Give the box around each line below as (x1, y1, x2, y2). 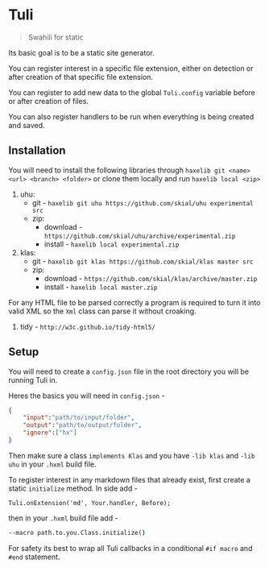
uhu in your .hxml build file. (8, 459, 97, 469)
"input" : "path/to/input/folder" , (23, 413, 135, 422)
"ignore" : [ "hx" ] (23, 429, 78, 437)
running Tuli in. (8, 375, 58, 384)
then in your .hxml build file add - (8, 513, 118, 523)
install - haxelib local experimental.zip (43, 239, 180, 249)
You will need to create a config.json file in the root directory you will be (8, 367, 250, 376)
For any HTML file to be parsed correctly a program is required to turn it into (8, 297, 261, 307)
